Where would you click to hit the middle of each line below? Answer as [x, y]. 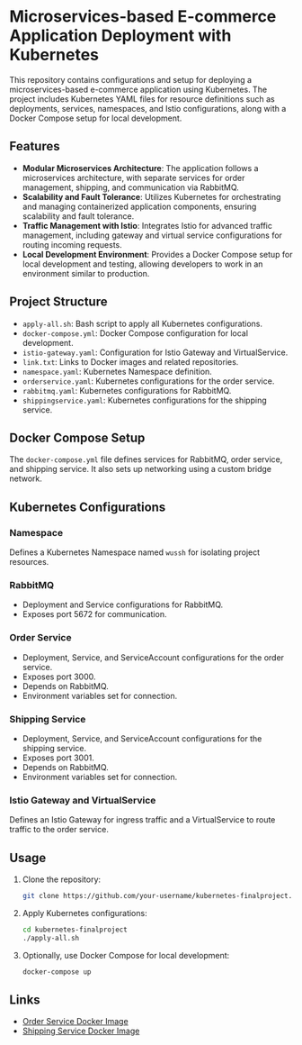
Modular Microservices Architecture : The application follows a [140, 168]
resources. [29, 562]
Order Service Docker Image [75, 1022]
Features [35, 146]
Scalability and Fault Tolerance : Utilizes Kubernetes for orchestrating [151, 196]
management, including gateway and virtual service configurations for [152, 235]
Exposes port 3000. [59, 677]
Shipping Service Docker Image [81, 1031]
